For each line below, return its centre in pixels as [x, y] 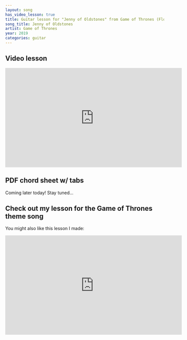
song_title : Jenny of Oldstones [39, 24]
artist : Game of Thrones [31, 29]
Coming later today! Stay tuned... [40, 193]
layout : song [19, 10]
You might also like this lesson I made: [45, 229]
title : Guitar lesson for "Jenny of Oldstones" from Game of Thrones [80, 19]
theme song [24, 216]
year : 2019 [17, 33]
